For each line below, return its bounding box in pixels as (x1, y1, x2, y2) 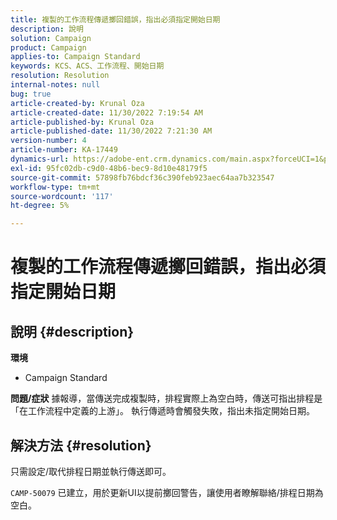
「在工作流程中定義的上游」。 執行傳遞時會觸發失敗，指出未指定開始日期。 (10, 405, 315, 417)
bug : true (10, 89, 52, 99)
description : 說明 (10, 24, 84, 34)
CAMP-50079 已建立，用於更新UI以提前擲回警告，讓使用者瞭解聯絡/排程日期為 (10, 486, 324, 498)
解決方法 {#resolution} (10, 437, 152, 454)
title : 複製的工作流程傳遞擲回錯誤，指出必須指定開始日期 (10, 14, 221, 25)
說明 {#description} (10, 323, 135, 340)
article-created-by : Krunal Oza (10, 98, 145, 108)
